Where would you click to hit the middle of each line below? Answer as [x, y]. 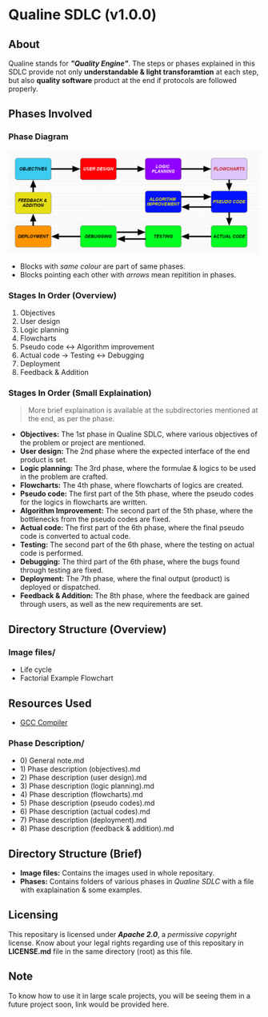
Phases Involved [50, 114]
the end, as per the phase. [71, 419]
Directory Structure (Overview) [88, 629]
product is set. [44, 460]
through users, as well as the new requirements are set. [111, 604]
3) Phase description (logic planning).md [87, 786]
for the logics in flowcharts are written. [84, 502]
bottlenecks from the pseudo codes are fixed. [95, 519]
